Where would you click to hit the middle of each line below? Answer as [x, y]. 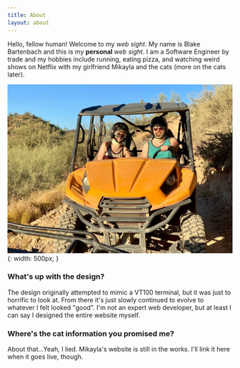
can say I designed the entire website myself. [74, 315]
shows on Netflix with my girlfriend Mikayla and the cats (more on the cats [117, 66]
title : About [27, 15]
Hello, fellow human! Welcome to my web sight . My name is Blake [104, 44]
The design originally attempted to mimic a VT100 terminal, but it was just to [119, 292]
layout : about [29, 23]
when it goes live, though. [45, 357]
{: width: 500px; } [33, 258]
